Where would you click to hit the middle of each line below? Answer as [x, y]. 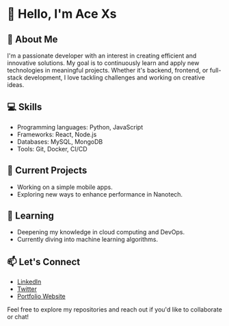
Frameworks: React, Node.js [57, 134]
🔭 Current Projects [47, 171]
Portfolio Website [41, 297]
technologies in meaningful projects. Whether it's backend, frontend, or [108, 70]
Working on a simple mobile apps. [65, 187]
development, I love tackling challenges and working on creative [114, 77]
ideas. [16, 85]
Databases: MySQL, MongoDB [60, 141]
